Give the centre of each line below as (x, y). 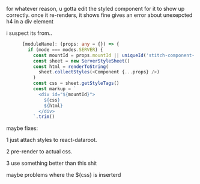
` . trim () (44, 117)
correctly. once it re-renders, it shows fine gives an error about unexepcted (99, 15)
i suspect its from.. (29, 33)
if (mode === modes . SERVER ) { (65, 50)
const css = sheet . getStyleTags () (76, 84)
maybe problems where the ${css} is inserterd (64, 175)
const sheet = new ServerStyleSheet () (81, 61)
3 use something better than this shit (52, 163)
